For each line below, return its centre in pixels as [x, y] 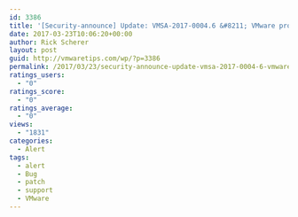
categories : [31, 141]
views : [21, 125]
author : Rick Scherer [49, 42]
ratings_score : [37, 91]
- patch [31, 182]
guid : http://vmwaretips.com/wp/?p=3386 [85, 58]
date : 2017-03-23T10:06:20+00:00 [71, 34]
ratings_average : [41, 108]
